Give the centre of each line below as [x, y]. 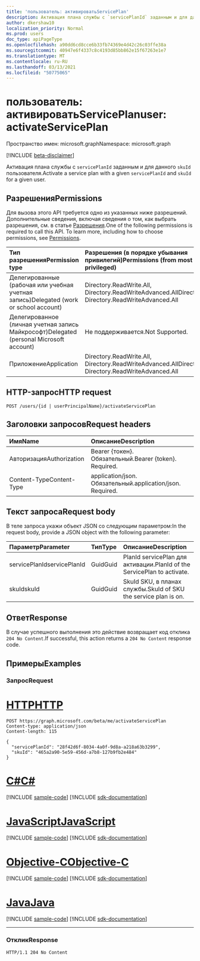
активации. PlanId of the [157, 564]
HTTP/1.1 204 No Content [37, 952]
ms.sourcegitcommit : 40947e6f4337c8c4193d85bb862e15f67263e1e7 [86, 51]
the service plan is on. [154, 597]
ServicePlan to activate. [156, 572]
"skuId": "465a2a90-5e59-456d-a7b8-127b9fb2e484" [74, 752]
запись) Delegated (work [44, 300]
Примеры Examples [44, 664]
